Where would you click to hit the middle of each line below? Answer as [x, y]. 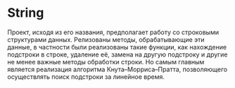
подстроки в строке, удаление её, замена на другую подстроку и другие [118, 54]
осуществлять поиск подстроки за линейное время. [86, 76]
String [26, 13]
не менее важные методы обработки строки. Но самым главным [106, 61]
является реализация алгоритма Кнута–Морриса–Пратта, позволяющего [117, 69]
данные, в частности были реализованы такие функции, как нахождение [117, 47]
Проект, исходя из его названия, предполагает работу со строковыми [113, 32]
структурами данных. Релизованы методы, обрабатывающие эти [106, 39]
